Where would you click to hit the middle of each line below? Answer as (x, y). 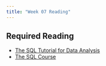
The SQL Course (35, 57)
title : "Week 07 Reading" (38, 12)
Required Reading (40, 36)
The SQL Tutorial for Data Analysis (57, 50)
